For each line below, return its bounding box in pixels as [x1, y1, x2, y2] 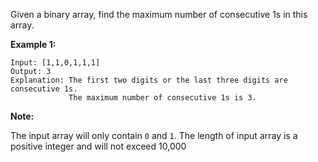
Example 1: [10, 39, 57, 50]
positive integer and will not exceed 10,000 [10, 140, 187, 152]
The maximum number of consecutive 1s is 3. [68, 93, 257, 103]
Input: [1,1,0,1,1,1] [10, 58, 101, 68]
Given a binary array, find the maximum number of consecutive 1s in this [10, 9, 308, 20]
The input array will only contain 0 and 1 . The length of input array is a [10, 130, 298, 141]
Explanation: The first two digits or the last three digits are [10, 75, 288, 85]
